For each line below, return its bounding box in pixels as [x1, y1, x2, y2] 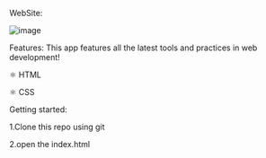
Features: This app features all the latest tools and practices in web [9, 42, 258, 53]
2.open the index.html [9, 139, 91, 149]
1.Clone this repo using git [9, 121, 105, 132]
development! [9, 52, 60, 62]
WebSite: [9, 8, 43, 18]
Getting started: [9, 104, 67, 115]
